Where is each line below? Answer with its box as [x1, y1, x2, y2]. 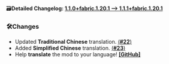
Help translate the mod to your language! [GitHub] [14, 51, 141, 58]
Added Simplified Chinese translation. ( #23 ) [14, 44, 126, 52]
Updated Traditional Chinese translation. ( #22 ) [14, 38, 132, 45]
